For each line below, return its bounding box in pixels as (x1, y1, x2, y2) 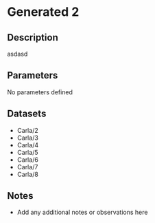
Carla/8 (16, 170, 39, 178)
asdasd (7, 50, 28, 58)
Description (7, 32, 58, 43)
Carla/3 (16, 134, 39, 142)
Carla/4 (16, 140, 39, 149)
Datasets (7, 108, 47, 120)
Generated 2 (7, 4, 80, 20)
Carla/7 (16, 162, 38, 171)
